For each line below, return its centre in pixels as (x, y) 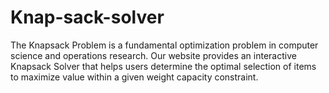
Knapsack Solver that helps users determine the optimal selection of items (163, 66)
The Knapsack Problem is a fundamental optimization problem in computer (164, 45)
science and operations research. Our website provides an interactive (153, 55)
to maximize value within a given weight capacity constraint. (134, 77)
